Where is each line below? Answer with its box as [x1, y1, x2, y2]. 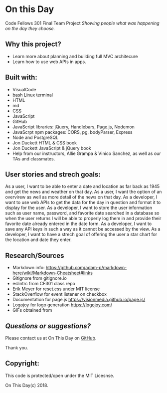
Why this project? [5, 40, 61, 49]
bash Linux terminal [12, 92, 53, 98]
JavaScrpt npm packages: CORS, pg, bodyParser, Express [12, 129, 133, 135]
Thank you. [5, 345, 28, 350]
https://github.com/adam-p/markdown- [45, 265, 127, 271]
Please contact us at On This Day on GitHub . [5, 335, 97, 341]
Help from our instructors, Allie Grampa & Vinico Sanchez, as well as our [12, 150, 161, 156]
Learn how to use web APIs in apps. [12, 59, 86, 65]
